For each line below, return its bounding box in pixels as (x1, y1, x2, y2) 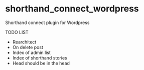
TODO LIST (5, 29, 29, 35)
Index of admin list (12, 49, 51, 55)
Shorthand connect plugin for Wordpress (5, 19, 90, 25)
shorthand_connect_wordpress (5, 3, 139, 14)
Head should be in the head (12, 60, 70, 66)
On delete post (12, 44, 44, 50)
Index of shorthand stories (12, 54, 67, 60)
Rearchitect (12, 38, 37, 45)
